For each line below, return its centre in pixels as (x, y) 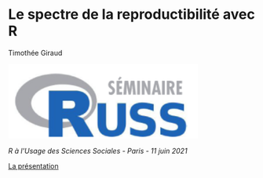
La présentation (33, 165)
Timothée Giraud (35, 53)
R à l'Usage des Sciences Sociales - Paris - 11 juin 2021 (98, 151)
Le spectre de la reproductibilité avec (131, 15)
